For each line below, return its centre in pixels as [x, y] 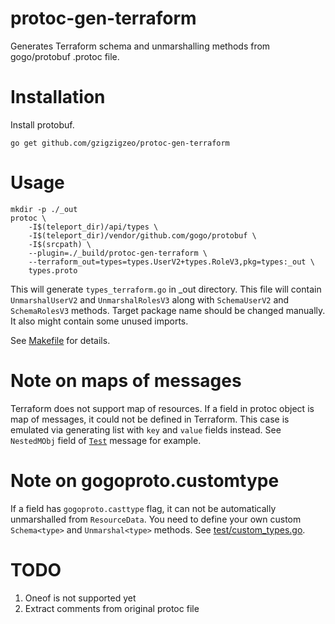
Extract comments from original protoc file [112, 608]
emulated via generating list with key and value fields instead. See [146, 429]
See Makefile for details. [60, 340]
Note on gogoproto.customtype [145, 480]
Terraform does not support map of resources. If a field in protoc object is [162, 408]
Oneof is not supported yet [80, 598]
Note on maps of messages [126, 381]
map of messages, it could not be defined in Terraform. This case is [150, 419]
